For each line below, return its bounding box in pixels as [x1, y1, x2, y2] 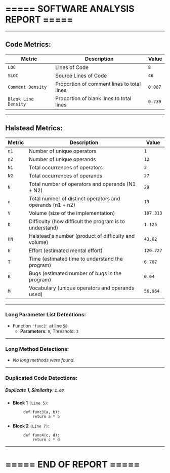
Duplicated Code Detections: [5, 375, 78, 382]
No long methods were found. [12, 357, 75, 363]
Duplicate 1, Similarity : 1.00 [5, 387, 64, 393]
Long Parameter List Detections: [5, 311, 87, 318]
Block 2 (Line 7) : [12, 423, 50, 429]
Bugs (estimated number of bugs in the [28, 270, 122, 277]
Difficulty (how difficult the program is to [28, 217, 125, 225]
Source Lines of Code [55, 72, 107, 79]
